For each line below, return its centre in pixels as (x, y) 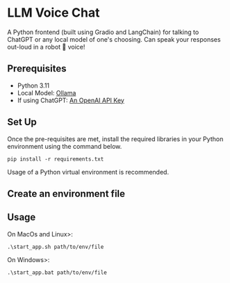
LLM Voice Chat (54, 13)
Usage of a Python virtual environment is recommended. (88, 172)
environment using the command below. (65, 146)
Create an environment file (66, 194)
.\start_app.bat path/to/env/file (57, 273)
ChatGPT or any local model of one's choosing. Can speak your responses (114, 39)
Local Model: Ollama (47, 92)
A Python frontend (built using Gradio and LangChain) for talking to (103, 32)
